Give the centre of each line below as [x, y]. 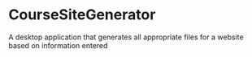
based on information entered [58, 45]
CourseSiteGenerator [82, 15]
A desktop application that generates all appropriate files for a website [126, 37]
